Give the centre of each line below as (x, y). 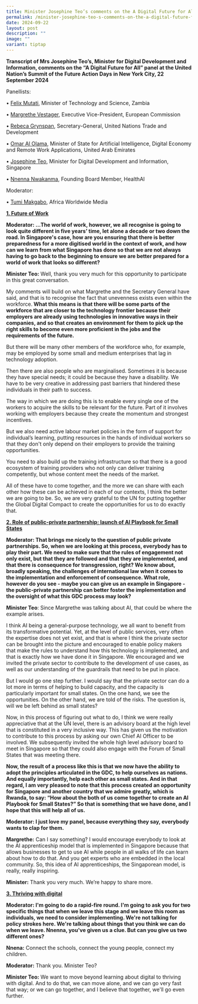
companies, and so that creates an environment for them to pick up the (95, 323)
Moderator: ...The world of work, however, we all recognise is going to (94, 224)
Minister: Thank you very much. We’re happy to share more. (80, 882)
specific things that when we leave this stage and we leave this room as (96, 911)
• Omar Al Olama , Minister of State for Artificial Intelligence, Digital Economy (99, 143)
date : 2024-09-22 (27, 22)
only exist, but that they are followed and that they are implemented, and (97, 558)
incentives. (19, 420)
